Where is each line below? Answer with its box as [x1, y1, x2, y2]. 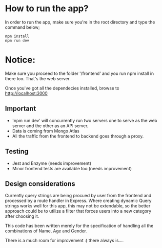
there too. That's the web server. [5, 75, 71, 81]
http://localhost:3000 [5, 90, 48, 96]
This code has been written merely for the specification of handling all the [5, 223, 154, 229]
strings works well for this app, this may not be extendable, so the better [5, 203, 151, 209]
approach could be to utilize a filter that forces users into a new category [5, 208, 152, 214]
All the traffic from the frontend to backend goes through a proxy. [12, 133, 144, 139]
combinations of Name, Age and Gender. [5, 228, 87, 234]
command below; [5, 24, 40, 30]
